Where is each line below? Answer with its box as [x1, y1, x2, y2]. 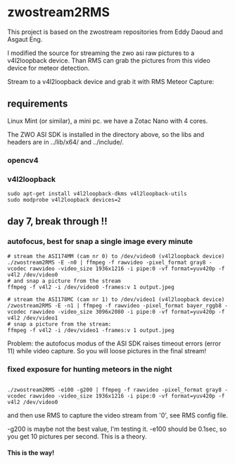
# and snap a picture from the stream [7, 277, 121, 284]
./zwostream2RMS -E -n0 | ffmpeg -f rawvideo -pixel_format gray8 [7, 259, 206, 266]
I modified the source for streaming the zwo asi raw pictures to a [7, 49, 195, 57]
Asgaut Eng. [7, 35, 43, 43]
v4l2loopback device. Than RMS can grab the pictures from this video [7, 56, 211, 64]
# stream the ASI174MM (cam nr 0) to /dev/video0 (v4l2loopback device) [7, 252, 225, 260]
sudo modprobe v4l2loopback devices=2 [7, 196, 121, 203]
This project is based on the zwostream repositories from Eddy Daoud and [7, 28, 223, 36]
